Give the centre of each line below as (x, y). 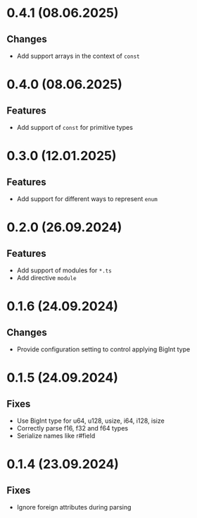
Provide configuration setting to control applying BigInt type (103, 349)
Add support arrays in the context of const (78, 56)
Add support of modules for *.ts (64, 270)
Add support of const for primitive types (75, 127)
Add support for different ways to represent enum (87, 199)
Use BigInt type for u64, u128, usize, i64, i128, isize (90, 421)
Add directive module (46, 278)
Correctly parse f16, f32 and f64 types (72, 428)
